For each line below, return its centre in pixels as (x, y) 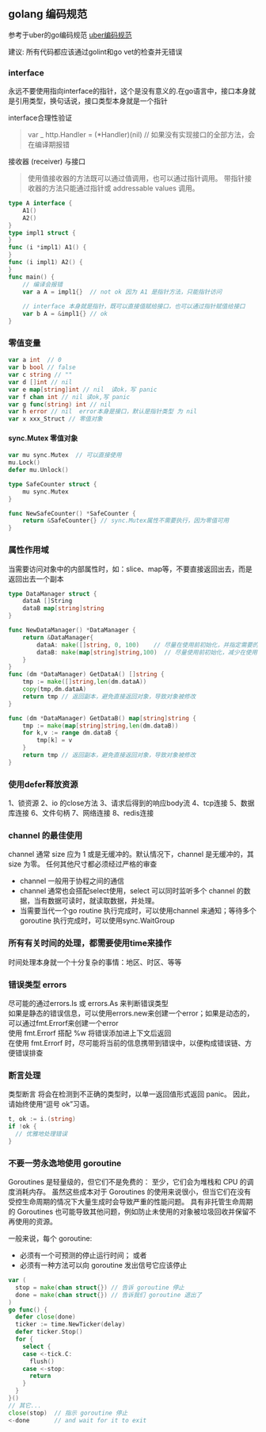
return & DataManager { (58, 637)
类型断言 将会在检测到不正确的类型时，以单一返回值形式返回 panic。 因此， (131, 1094)
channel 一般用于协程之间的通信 (72, 881)
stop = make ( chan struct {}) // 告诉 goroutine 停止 (100, 1288)
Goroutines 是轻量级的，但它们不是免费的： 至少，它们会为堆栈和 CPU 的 (127, 1182)
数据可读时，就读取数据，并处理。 (103, 901)
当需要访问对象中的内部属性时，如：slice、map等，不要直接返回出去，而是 (131, 569)
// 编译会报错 (43, 284)
